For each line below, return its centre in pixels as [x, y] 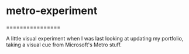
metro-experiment [52, 11]
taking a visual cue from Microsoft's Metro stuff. [64, 45]
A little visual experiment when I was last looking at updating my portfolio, [95, 38]
